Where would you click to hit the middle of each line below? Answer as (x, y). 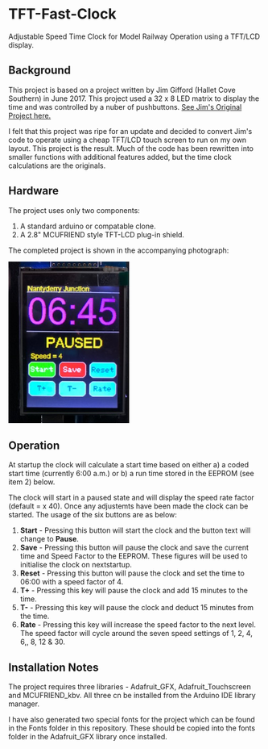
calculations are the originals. (57, 165)
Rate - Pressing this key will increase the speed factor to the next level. (138, 625)
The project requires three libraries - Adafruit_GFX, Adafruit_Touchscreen (130, 687)
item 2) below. (32, 482)
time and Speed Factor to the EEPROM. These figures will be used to (134, 556)
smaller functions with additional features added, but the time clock (120, 157)
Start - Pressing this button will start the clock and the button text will (135, 530)
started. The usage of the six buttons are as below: (93, 515)
